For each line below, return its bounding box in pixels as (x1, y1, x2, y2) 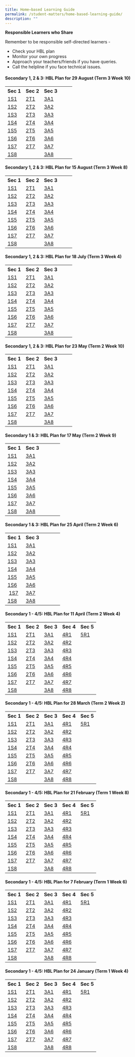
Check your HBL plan (12, 48, 55, 54)
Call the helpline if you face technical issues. (12, 64, 101, 70)
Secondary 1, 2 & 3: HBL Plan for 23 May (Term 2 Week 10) (5, 343, 125, 349)
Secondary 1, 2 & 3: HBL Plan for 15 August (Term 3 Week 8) (5, 164, 128, 171)
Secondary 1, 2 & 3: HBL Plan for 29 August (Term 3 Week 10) (5, 75, 131, 81)
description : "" (5, 16, 38, 21)
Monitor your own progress (12, 54, 67, 59)
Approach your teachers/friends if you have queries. (12, 59, 118, 65)
